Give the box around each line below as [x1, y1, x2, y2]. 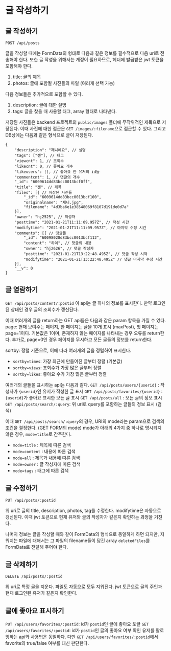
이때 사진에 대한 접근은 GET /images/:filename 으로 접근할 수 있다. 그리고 [20, 126, 166, 131]
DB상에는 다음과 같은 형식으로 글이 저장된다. [5, 132, 93, 138]
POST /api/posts [5, 40, 40, 46]
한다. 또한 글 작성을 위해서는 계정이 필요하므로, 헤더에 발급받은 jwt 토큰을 [18, 57, 164, 62]
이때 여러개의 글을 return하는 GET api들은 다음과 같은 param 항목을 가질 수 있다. [5, 317, 166, 323]
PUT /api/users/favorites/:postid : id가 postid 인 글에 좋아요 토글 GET [5, 621, 149, 627]
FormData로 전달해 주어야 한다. [5, 544, 68, 550]
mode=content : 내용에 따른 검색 [12, 448, 76, 454]
